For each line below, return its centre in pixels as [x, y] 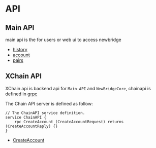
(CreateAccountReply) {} [32, 126]
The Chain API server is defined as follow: [49, 103]
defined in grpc [21, 94]
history [20, 49]
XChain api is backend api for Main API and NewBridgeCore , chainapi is [78, 88]
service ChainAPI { [26, 117]
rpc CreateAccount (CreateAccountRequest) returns [69, 122]
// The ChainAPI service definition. [45, 113]
